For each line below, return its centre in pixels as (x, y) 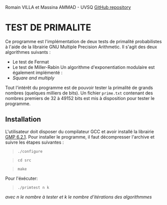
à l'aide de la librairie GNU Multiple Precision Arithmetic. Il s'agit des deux (81, 47)
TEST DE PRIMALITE (48, 28)
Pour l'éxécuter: (22, 178)
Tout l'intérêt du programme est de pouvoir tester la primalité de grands (79, 87)
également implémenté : (37, 72)
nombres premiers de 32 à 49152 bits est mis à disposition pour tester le (80, 98)
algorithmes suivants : (28, 52)
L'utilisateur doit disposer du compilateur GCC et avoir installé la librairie (80, 131)
